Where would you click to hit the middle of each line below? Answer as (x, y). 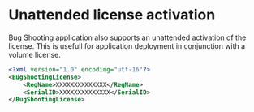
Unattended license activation (112, 15)
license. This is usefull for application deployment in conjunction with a (127, 45)
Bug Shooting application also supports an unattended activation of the (127, 37)
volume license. (34, 54)
